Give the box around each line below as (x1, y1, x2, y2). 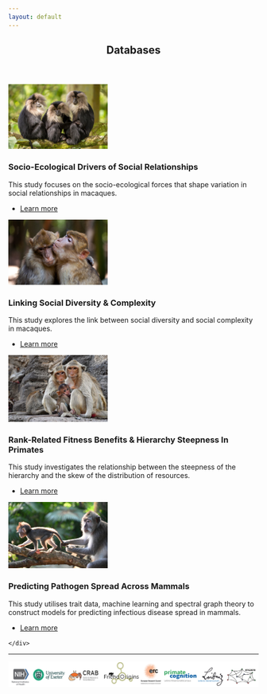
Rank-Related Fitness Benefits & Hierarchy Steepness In (8, 434, 229, 445)
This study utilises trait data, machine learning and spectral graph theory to (8, 598, 254, 609)
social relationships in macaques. (8, 188, 118, 198)
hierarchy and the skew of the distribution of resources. (8, 471, 191, 480)
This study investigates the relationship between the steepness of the (8, 462, 236, 472)
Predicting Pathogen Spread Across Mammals (8, 581, 190, 592)
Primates (8, 444, 44, 455)
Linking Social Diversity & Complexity (8, 297, 157, 308)
